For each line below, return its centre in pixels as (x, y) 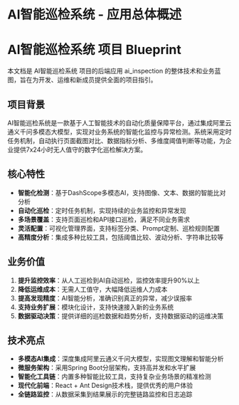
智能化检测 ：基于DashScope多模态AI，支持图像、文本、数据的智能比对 (122, 192)
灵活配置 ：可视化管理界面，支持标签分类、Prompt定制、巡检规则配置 (119, 228)
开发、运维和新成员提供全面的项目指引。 (97, 80)
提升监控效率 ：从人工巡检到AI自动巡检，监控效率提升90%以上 (109, 280)
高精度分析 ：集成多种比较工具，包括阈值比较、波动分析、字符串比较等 (121, 237)
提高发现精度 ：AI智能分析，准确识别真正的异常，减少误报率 (105, 298)
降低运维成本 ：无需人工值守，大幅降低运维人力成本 (92, 289)
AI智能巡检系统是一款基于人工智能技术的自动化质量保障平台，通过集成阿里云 (119, 122)
